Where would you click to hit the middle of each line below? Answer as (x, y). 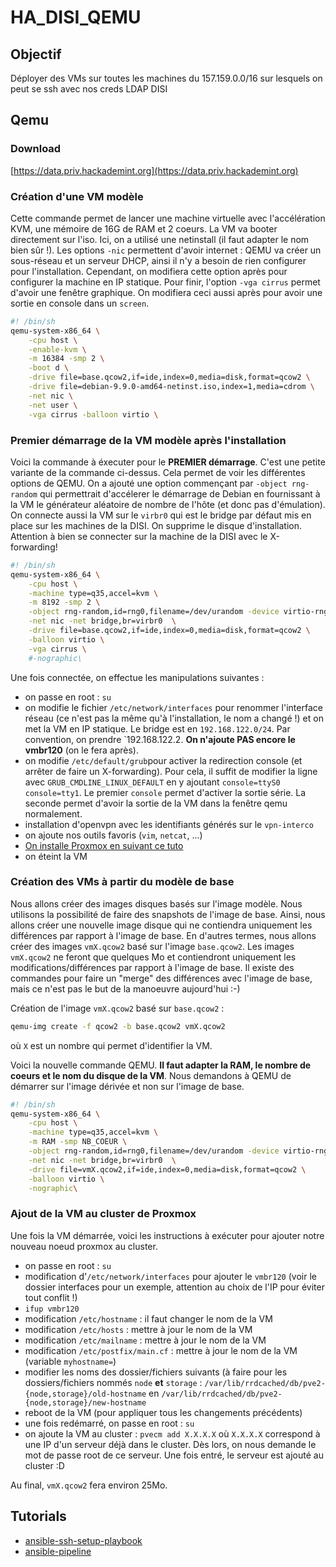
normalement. (53, 813)
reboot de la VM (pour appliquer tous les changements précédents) (163, 1412)
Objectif (36, 54)
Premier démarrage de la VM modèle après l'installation (148, 440)
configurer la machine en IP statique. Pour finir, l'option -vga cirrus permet (165, 282)
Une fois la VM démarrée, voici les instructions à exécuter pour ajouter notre (167, 1235)
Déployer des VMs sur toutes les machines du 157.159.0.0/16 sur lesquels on (166, 78)
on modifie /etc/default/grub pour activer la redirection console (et (163, 760)
